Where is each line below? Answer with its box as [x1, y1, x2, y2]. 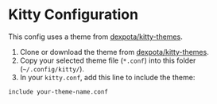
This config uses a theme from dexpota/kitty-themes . [8, 32, 183, 41]
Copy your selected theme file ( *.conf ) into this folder [19, 56, 196, 65]
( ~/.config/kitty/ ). [19, 64, 85, 73]
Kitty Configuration [8, 6, 139, 24]
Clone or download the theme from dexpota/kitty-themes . [19, 47, 209, 56]
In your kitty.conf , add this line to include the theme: [19, 72, 196, 82]
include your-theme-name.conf [8, 87, 109, 96]
